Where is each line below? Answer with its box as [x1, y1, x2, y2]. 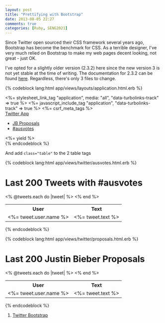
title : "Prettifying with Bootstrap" [5, 12, 83, 17]
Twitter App [5, 110, 29, 117]
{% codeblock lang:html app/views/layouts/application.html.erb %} [5, 85, 143, 91]
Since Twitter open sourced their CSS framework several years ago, [5, 39, 144, 45]
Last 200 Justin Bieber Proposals [5, 253, 145, 265]
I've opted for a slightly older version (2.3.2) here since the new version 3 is [5, 65, 160, 71]
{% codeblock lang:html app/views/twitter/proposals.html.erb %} [5, 236, 139, 242]
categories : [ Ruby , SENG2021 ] [5, 26, 68, 31]
